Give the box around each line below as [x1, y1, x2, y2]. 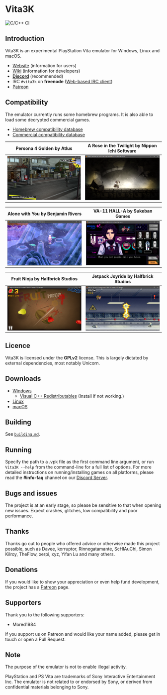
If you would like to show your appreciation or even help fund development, [5, 579, 160, 584]
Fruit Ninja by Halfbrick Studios [11, 276, 78, 282]
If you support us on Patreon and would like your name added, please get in [5, 631, 161, 637]
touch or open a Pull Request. [5, 636, 66, 642]
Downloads [5, 374, 41, 383]
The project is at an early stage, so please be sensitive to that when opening [5, 502, 162, 508]
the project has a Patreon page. [5, 584, 70, 590]
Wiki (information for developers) [12, 68, 81, 74]
